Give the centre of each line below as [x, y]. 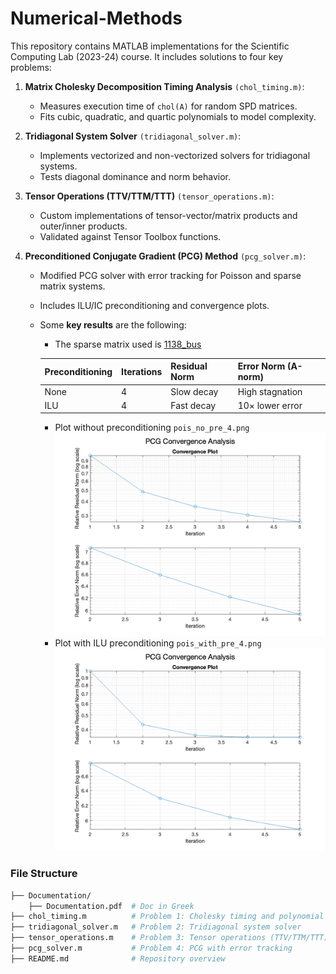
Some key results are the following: [113, 324]
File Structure [44, 874]
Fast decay [193, 405]
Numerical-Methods [96, 18]
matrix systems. [72, 286]
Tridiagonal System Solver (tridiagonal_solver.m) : [133, 136]
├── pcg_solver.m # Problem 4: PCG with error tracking [151, 948]
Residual [189, 366]
